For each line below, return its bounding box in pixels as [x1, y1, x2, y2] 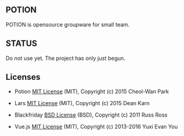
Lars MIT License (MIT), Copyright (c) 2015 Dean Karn [14, 100, 150, 107]
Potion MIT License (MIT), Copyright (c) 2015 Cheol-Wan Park [14, 88, 169, 96]
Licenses [5, 72, 41, 82]
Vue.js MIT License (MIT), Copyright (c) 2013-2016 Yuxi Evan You [14, 123, 178, 131]
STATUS [5, 39, 38, 49]
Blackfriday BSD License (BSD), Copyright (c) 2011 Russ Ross [14, 111, 168, 118]
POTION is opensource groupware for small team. [5, 21, 130, 28]
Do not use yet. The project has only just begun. [5, 54, 126, 62]
